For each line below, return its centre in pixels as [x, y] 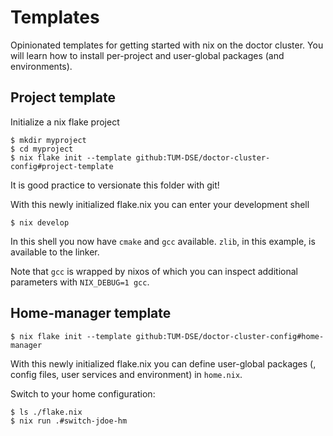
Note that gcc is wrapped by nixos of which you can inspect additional [154, 271]
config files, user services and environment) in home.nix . [126, 374]
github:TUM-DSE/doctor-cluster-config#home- [230, 336]
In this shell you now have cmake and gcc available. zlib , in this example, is [163, 241]
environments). [41, 66]
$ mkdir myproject [48, 140]
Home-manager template [91, 313]
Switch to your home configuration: [83, 393]
